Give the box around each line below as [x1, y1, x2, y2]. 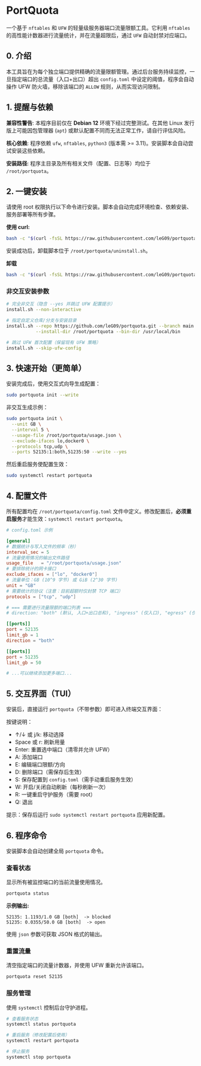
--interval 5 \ [11, 427, 50, 433]
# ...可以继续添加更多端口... [6, 671, 73, 677]
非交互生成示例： [6, 404, 48, 411]
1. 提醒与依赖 [6, 102, 54, 113]
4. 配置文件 [6, 491, 47, 501]
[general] [6, 537, 31, 544]
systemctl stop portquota [6, 1054, 71, 1060]
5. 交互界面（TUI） [6, 688, 76, 699]
